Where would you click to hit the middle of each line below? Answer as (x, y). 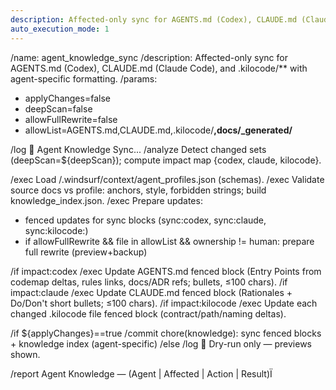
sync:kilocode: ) (56, 230)
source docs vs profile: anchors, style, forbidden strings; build (138, 190)
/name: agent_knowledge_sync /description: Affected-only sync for (149, 57)
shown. (25, 354)
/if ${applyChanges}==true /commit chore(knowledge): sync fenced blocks (166, 333)
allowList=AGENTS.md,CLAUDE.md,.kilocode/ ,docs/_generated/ (158, 130)
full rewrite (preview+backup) (86, 252)
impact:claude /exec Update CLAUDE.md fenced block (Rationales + (151, 292)
